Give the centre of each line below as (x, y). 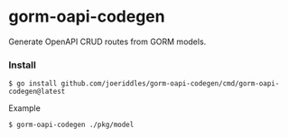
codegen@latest (37, 92)
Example (25, 108)
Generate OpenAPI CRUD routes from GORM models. (107, 41)
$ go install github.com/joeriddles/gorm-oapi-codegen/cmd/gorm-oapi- (144, 84)
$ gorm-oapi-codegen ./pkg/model (71, 125)
